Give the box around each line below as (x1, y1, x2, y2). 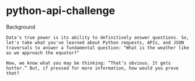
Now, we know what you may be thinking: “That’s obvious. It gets (6, 60, 171, 66)
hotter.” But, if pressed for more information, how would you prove (6, 65, 179, 71)
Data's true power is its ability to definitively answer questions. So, (6, 34, 190, 40)
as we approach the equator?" (6, 50, 80, 56)
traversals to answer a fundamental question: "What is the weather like (6, 45, 190, 51)
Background (6, 23, 36, 30)
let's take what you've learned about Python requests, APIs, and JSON (6, 40, 184, 45)
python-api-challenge (6, 4, 116, 17)
